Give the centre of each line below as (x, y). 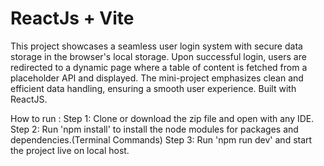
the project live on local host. (70, 150)
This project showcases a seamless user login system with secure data (156, 46)
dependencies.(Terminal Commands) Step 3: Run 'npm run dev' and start (161, 139)
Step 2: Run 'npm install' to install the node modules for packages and (154, 129)
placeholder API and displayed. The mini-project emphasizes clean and (157, 78)
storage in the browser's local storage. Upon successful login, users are (158, 56)
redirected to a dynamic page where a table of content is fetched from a (159, 67)
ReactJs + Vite (72, 18)
